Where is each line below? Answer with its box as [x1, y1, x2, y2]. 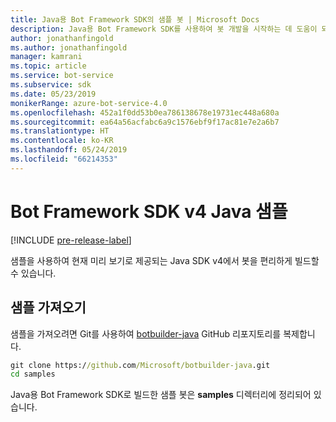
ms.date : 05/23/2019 [10, 89, 97, 99]
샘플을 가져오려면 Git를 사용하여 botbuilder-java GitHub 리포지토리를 [10, 327, 282, 340]
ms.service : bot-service [10, 71, 114, 81]
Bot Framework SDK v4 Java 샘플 [10, 200, 288, 223]
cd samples [10, 369, 56, 380]
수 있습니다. [10, 267, 57, 279]
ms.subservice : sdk [10, 80, 92, 90]
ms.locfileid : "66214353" [10, 154, 118, 164]
